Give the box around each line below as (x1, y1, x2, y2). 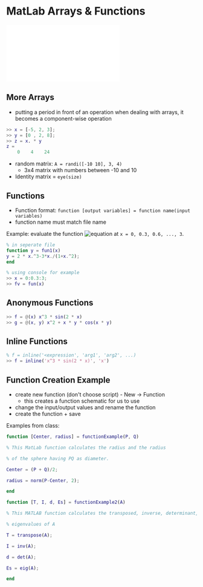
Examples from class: (6, 422, 60, 429)
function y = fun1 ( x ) (6, 247, 61, 253)
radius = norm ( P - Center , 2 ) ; (6, 477, 80, 483)
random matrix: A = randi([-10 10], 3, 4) (14, 160, 123, 167)
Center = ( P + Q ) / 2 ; (6, 466, 59, 472)
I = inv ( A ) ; (6, 543, 36, 549)
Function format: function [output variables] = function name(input (14, 206, 190, 213)
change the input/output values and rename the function (14, 404, 156, 411)
